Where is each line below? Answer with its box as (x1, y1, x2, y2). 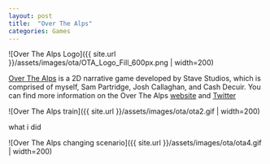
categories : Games (8, 27, 71, 35)
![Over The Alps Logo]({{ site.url (8, 50, 116, 59)
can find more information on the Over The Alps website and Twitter (8, 91, 237, 101)
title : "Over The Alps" (8, 19, 93, 28)
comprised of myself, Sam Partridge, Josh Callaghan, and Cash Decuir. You (8, 82, 262, 92)
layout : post (8, 11, 53, 20)
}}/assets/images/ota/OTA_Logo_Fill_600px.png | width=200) (8, 58, 214, 67)
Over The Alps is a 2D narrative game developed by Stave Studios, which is (8, 74, 262, 84)
